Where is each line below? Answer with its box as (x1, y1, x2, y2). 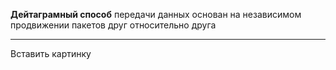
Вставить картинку (10, 48, 92, 59)
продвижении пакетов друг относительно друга (10, 19, 217, 31)
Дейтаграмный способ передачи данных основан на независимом (10, 9, 302, 20)
